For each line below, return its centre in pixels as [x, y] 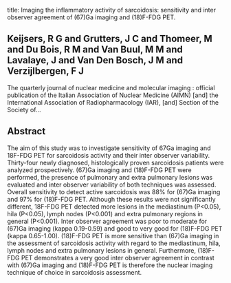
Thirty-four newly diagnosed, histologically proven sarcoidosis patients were [115, 163]
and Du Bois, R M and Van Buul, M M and [95, 50]
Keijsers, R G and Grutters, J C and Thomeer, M [110, 39]
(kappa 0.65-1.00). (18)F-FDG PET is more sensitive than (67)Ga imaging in [113, 235]
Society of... [24, 109]
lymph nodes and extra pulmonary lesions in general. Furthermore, [102, 250]
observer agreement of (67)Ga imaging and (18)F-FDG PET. [91, 17]
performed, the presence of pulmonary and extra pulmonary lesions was [110, 177]
